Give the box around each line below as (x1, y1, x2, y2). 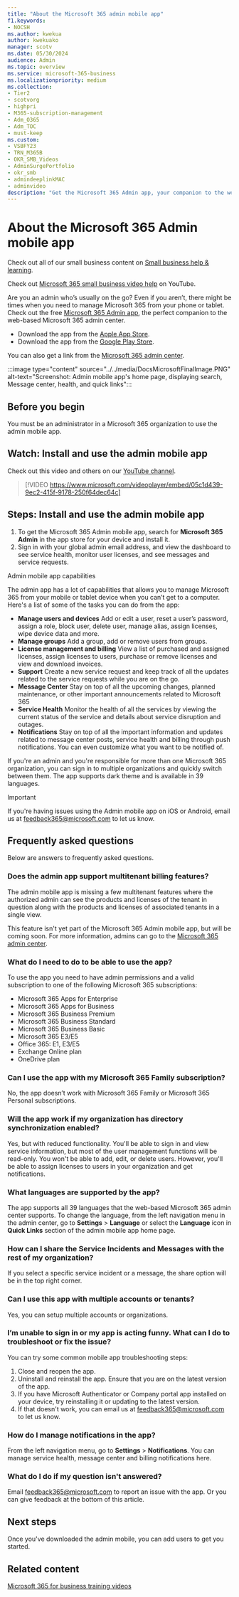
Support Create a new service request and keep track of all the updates (17, 667, 229, 676)
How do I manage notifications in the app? (7, 1430, 156, 1440)
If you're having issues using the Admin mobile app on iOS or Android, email (7, 807, 230, 815)
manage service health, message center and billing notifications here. (7, 1454, 212, 1463)
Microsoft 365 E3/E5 (17, 1032, 78, 1041)
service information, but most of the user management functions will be (7, 1147, 218, 1155)
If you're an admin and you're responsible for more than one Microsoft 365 (7, 756, 226, 765)
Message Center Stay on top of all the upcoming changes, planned (17, 682, 216, 691)
